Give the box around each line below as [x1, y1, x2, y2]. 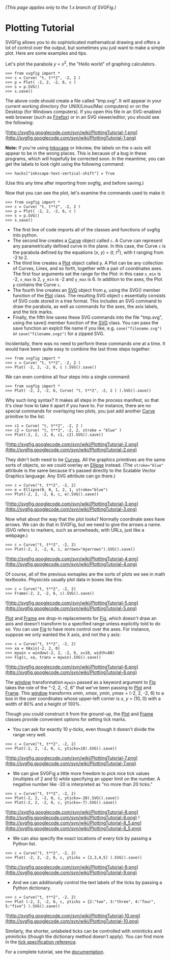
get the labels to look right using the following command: [5, 161, 125, 167]
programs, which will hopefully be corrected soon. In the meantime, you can [5, 156, 165, 162]
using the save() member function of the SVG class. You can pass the [12, 320, 159, 326]
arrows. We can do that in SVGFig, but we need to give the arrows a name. [5, 521, 162, 528]
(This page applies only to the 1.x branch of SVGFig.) [5, 5, 116, 10]
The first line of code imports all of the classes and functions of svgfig [12, 226, 160, 232]
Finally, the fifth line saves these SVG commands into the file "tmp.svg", [12, 314, 163, 320]
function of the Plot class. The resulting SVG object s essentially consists [12, 293, 166, 299]
